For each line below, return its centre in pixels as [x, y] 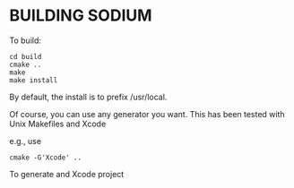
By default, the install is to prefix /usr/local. [88, 97]
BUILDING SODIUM [81, 16]
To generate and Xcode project [67, 174]
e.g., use [26, 141]
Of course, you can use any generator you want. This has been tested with [147, 114]
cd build [26, 56]
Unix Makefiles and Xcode [58, 124]
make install [34, 80]
